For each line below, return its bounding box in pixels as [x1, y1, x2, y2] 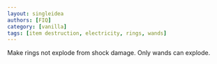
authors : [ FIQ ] [7, 17, 52, 24]
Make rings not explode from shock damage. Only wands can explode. [7, 49, 211, 57]
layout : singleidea [7, 10, 64, 17]
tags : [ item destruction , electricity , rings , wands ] [7, 29, 167, 37]
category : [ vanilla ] [7, 23, 68, 30]
